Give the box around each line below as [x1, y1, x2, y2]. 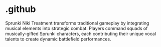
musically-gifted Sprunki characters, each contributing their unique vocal [5, 30, 156, 36]
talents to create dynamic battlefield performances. [5, 36, 111, 42]
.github [5, 3, 36, 15]
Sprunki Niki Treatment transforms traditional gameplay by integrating [5, 20, 149, 26]
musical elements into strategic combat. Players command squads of [5, 25, 148, 31]
